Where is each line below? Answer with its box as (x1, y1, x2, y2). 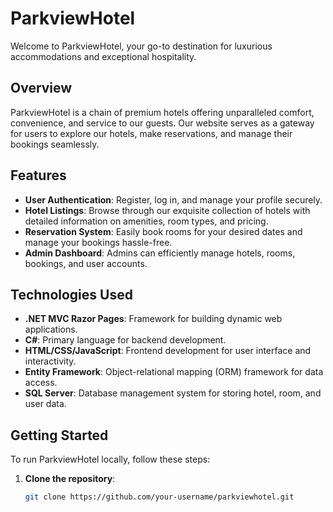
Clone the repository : (24, 473, 116, 485)
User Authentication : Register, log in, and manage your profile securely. (24, 193, 323, 206)
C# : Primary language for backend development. (24, 334, 227, 346)
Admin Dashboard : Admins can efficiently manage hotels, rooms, (24, 247, 296, 259)
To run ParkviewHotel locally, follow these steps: (10, 453, 211, 466)
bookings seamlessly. (10, 138, 100, 150)
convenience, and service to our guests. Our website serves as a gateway (10, 117, 315, 129)
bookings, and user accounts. (24, 257, 148, 269)
